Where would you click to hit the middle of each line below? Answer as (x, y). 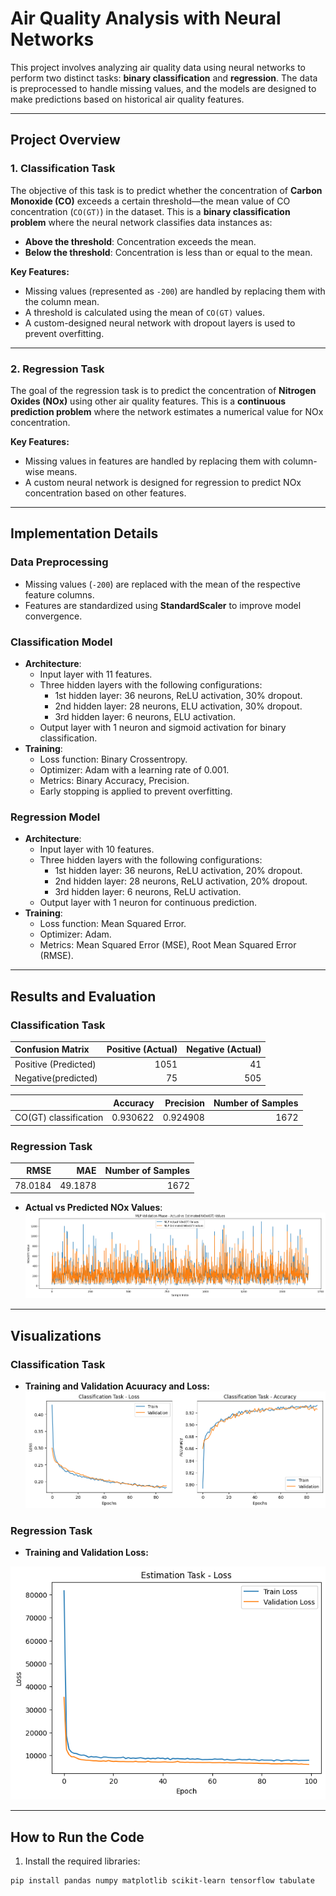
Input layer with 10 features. (97, 849)
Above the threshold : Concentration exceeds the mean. (140, 241)
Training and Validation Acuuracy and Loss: (117, 1386)
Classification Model (61, 642)
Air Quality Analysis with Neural (146, 18)
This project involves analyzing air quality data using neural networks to (158, 67)
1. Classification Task (63, 169)
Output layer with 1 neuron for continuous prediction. (148, 903)
